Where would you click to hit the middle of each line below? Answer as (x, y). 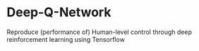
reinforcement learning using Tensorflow (66, 39)
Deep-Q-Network (59, 12)
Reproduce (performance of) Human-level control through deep (99, 32)
